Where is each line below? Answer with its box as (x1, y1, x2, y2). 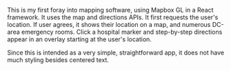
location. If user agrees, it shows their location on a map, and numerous (7, 21, 211, 28)
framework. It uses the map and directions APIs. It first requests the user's (7, 13, 219, 21)
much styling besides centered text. (7, 56, 109, 64)
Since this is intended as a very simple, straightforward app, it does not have (7, 48, 225, 57)
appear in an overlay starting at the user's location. (7, 35, 152, 43)
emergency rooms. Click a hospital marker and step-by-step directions (21, 28, 223, 36)
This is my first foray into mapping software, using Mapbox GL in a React (7, 6, 214, 14)
